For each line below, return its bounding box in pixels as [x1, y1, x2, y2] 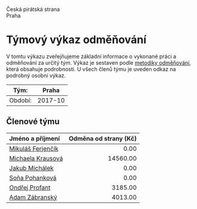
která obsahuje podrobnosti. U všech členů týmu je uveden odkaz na [6, 65, 177, 72]
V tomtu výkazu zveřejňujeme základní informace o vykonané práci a [6, 53, 177, 60]
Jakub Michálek [9, 163, 54, 172]
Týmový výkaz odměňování [6, 33, 147, 47]
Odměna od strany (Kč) [68, 134, 137, 143]
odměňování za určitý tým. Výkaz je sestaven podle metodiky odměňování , [6, 59, 192, 66]
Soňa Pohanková [9, 174, 57, 182]
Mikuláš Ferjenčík [9, 144, 59, 153]
